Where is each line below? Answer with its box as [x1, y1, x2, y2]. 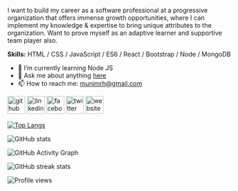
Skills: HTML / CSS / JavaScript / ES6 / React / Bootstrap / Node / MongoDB [7, 50, 231, 58]
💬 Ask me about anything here [17, 71, 107, 80]
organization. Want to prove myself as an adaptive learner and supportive [7, 28, 222, 37]
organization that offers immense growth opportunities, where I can [7, 13, 205, 22]
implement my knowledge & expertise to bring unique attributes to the [7, 21, 212, 29]
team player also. [7, 36, 58, 45]
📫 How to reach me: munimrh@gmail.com [17, 80, 143, 87]
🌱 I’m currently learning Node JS [17, 64, 114, 72]
